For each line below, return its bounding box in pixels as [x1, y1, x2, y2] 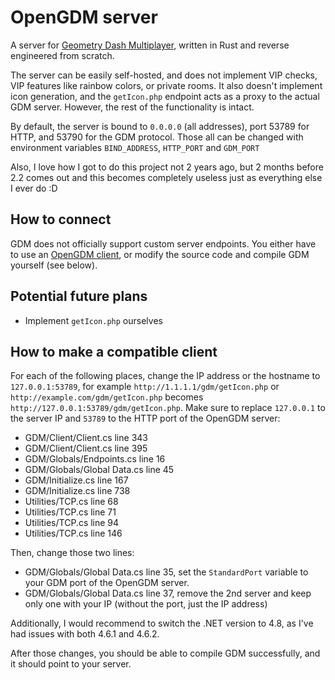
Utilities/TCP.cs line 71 [24, 506, 117, 518]
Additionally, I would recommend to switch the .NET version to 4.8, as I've [10, 617, 314, 630]
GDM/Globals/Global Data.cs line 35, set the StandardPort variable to [24, 566, 309, 578]
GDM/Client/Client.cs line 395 [24, 442, 148, 455]
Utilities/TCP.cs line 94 [24, 517, 120, 529]
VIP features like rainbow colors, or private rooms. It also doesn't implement [10, 79, 323, 91]
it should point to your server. [10, 658, 132, 670]
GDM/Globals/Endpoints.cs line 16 [24, 453, 166, 465]
